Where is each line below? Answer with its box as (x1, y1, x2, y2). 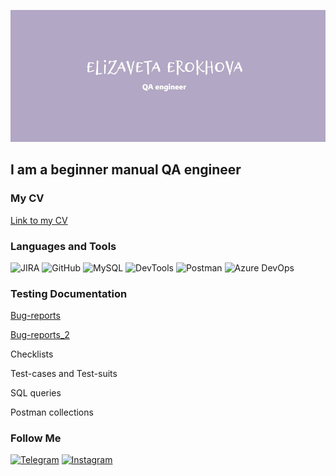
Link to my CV (10, 214, 68, 226)
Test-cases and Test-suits (10, 368, 118, 380)
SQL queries (10, 387, 62, 399)
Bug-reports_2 (10, 329, 70, 341)
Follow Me (10, 431, 62, 445)
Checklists (10, 348, 54, 360)
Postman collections (10, 406, 94, 419)
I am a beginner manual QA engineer (10, 161, 242, 179)
